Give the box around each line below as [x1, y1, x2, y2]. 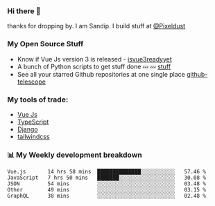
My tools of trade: [7, 95, 69, 104]
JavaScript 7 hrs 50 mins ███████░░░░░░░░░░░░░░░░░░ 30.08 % [7, 174, 207, 182]
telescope [17, 77, 46, 86]
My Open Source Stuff [7, 39, 84, 49]
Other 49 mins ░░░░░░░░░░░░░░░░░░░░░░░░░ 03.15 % [7, 187, 207, 194]
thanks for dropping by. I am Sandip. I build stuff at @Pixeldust [7, 22, 186, 30]
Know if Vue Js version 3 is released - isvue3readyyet [17, 55, 172, 63]
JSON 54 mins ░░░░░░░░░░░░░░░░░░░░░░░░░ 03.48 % [7, 180, 207, 187]
